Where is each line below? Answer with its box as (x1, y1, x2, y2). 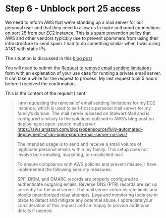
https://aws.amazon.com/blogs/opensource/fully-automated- (17, 126, 143, 132)
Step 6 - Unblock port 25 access (5, 3, 141, 14)
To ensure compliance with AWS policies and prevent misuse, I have (17, 161, 157, 167)
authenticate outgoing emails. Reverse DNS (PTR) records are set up (17, 181, 158, 187)
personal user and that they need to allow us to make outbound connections (5, 24, 161, 30)
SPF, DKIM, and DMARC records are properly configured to (17, 176, 139, 182)
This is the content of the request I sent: (5, 90, 87, 96)
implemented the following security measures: (17, 166, 112, 172)
